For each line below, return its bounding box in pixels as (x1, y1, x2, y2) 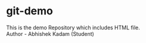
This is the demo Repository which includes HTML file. (6, 24, 140, 31)
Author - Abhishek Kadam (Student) (6, 30, 94, 37)
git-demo (6, 4, 54, 18)
